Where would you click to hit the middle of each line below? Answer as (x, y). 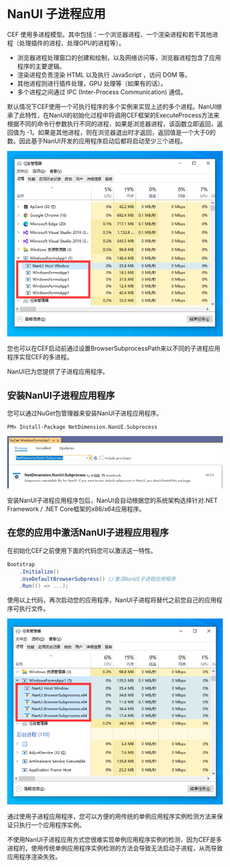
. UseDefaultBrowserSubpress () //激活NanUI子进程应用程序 (98, 579)
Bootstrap (21, 564)
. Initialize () (39, 572)
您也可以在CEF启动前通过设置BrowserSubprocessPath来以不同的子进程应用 (114, 348)
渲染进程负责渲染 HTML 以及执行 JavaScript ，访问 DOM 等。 (104, 75)
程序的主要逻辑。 (41, 66)
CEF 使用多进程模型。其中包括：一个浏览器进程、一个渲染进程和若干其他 (110, 34)
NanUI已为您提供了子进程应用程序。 (58, 372)
